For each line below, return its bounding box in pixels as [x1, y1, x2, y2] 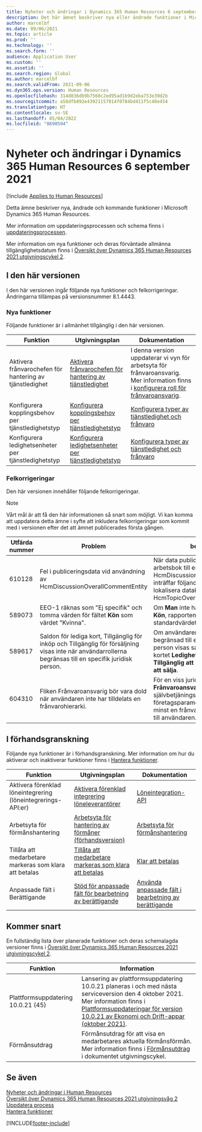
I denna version [130, 346, 174, 354]
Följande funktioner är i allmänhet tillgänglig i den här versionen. [6, 322, 165, 329]
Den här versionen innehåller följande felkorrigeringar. [6, 488, 140, 495]
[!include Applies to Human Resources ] [6, 192, 103, 200]
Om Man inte [153, 603, 191, 612]
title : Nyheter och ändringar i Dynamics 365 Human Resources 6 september [6, 8, 198, 15]
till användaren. [153, 714, 197, 722]
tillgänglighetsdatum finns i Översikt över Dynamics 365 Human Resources [6, 247, 192, 254]
